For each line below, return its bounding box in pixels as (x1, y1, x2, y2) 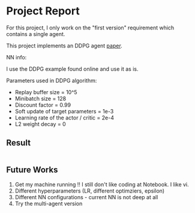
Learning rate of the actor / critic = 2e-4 (14, 114, 114, 121)
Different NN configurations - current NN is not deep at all (14, 193, 158, 200)
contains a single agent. (6, 30, 65, 37)
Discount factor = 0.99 (14, 101, 71, 109)
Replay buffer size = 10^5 (14, 88, 77, 95)
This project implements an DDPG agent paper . (6, 42, 123, 49)
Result (6, 138, 31, 148)
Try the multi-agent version (14, 200, 83, 207)
